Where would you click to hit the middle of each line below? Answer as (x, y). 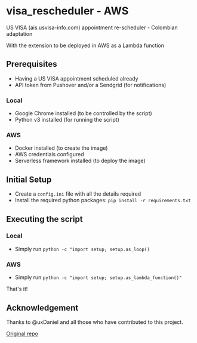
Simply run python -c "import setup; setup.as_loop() (82, 249)
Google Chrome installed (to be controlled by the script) (83, 113)
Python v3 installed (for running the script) (67, 120)
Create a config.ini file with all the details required (78, 194)
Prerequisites (32, 64)
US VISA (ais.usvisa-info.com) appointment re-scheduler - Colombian (92, 27)
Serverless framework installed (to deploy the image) (80, 161)
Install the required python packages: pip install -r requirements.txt (103, 200)
